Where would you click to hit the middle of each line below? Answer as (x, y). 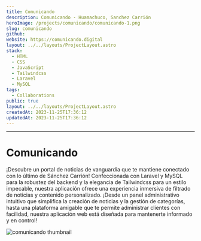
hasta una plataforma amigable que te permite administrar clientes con (93, 208)
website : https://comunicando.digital (54, 40)
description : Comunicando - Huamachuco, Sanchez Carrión (79, 17)
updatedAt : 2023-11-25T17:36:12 (46, 118)
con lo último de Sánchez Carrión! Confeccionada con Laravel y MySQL (95, 176)
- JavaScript (28, 67)
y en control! (22, 221)
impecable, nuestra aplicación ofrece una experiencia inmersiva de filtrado (98, 189)
